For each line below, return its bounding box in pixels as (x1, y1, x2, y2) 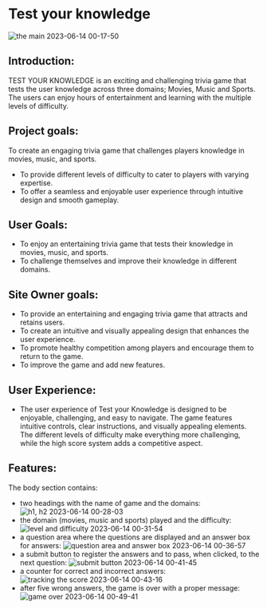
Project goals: (8, 125, 79, 138)
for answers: (19, 540, 61, 550)
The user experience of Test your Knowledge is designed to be (19, 404, 227, 414)
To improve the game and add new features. (19, 360, 166, 370)
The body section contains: (8, 483, 98, 492)
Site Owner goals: (8, 288, 99, 301)
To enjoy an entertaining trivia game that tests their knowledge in (19, 239, 234, 249)
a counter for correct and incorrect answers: (19, 566, 166, 575)
